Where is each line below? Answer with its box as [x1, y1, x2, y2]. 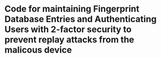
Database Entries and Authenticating [4, 14, 157, 25]
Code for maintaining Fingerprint [4, 3, 140, 14]
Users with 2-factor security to [4, 24, 132, 35]
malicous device [4, 44, 72, 56]
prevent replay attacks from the [4, 34, 134, 45]
